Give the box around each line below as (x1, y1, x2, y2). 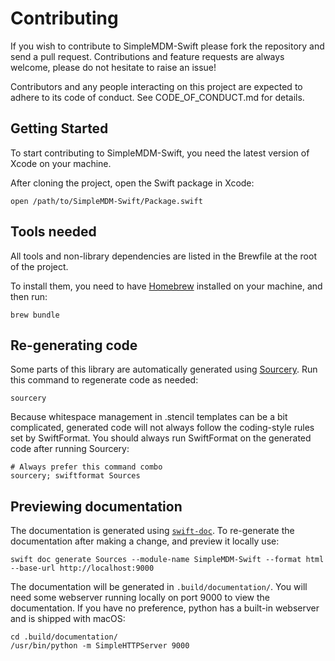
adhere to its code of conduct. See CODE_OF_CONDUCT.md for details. (10, 91, 305, 103)
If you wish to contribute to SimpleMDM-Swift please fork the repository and (10, 40, 325, 52)
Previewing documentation (10, 498, 183, 515)
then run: (10, 290, 48, 302)
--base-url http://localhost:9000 (10, 563, 155, 574)
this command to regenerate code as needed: (10, 374, 199, 386)
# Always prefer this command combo (10, 462, 163, 472)
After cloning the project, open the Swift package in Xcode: (10, 177, 255, 189)
